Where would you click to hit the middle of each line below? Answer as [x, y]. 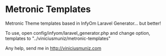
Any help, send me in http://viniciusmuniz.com [53, 48]
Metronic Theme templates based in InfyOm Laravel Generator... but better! [83, 23]
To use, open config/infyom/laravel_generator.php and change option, [78, 33]
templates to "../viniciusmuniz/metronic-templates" [58, 38]
